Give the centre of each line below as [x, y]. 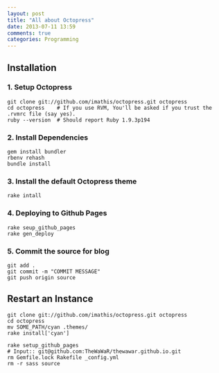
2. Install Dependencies [48, 138]
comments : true [29, 33]
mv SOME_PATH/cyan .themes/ [48, 327]
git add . [21, 265]
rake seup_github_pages [42, 227]
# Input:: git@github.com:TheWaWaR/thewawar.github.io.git [94, 351]
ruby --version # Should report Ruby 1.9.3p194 [79, 120]
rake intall [24, 196]
